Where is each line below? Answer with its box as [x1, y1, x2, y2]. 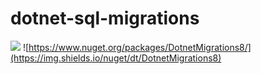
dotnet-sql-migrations [10, 7, 200, 30]
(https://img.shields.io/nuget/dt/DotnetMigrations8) [10, 52, 222, 64]
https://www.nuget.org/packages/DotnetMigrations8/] [28, 41, 252, 53]
